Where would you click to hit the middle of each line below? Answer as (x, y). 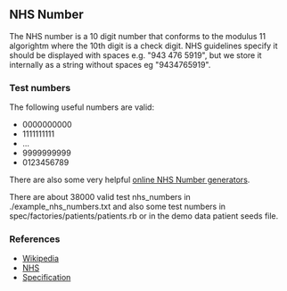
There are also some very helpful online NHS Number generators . (130, 180)
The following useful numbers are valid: (82, 107)
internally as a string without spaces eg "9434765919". (110, 64)
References (35, 239)
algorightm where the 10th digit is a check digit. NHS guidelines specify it (143, 46)
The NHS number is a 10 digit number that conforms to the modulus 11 (138, 36)
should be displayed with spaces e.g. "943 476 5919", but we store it (135, 55)
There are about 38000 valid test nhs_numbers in (100, 197)
